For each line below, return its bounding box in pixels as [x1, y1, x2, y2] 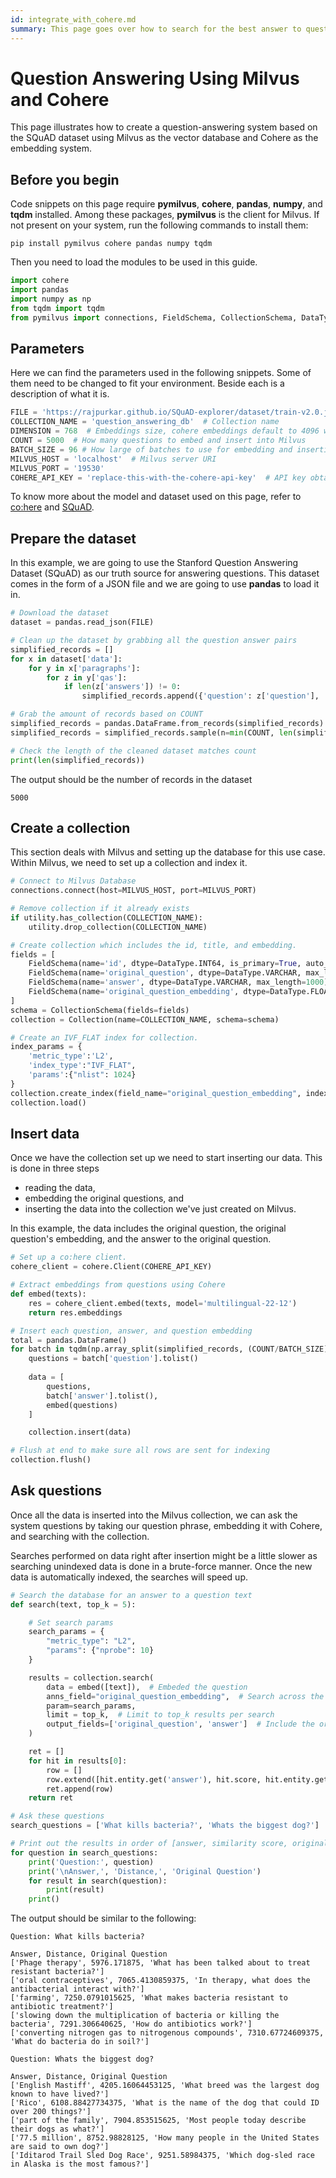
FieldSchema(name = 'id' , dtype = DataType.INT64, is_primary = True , [28, 959, 302, 969]
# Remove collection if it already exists [10, 904, 190, 914]
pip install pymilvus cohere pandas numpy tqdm [10, 239, 213, 249]
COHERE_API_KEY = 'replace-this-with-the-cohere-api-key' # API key [10, 472, 307, 483]
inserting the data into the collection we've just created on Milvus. [24, 1203, 297, 1215]
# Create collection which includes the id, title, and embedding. [10, 940, 298, 950]
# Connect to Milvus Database [10, 876, 137, 886]
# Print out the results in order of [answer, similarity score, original [10, 1839, 329, 1849]
